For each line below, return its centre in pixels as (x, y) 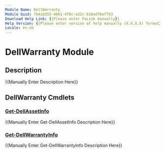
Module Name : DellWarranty (33, 10)
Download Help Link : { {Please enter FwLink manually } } (62, 19)
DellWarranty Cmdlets (40, 97)
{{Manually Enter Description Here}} (42, 82)
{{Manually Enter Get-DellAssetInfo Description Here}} (60, 122)
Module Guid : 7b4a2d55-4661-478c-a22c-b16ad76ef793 (59, 14)
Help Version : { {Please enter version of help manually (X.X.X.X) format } (83, 23)
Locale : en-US (20, 28)
